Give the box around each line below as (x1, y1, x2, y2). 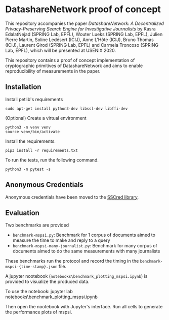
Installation (5, 83, 41, 91)
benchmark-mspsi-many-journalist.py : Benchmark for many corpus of (12, 243, 158, 249)
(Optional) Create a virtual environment (5, 115, 87, 121)
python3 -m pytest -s (5, 167, 51, 172)
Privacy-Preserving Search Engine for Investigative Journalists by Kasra (5, 25, 156, 31)
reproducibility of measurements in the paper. (5, 68, 101, 74)
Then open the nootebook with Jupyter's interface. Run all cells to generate (5, 304, 163, 310)
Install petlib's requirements (5, 96, 63, 102)
